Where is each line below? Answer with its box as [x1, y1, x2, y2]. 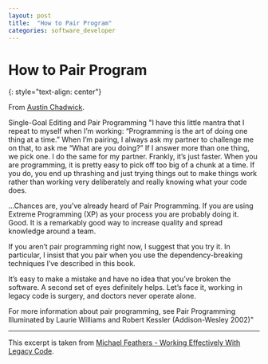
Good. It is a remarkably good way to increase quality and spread [8, 218, 223, 228]
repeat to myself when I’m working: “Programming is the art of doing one [8, 127, 248, 136]
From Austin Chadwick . [8, 103, 85, 112]
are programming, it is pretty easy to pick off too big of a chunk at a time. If [8, 160, 255, 170]
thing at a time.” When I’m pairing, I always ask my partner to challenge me [8, 135, 254, 144]
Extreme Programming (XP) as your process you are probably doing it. [8, 209, 239, 219]
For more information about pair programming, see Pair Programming [8, 307, 236, 316]
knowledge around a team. [8, 226, 97, 236]
